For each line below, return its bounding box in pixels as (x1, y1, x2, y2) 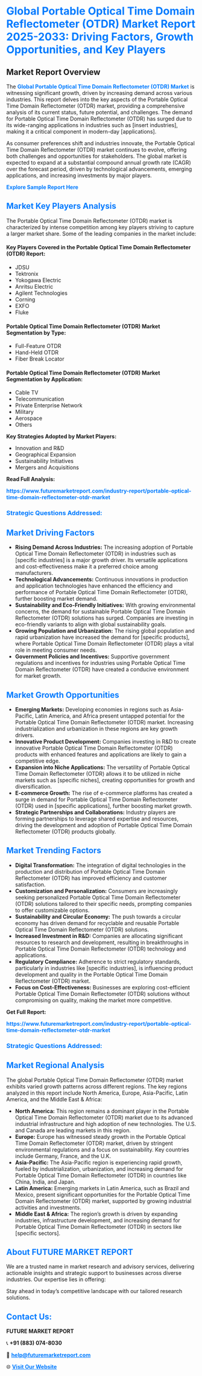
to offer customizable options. (14, 906, 90, 914)
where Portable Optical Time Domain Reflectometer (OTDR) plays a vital (14, 640, 194, 647)
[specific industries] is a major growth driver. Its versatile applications (14, 557, 188, 564)
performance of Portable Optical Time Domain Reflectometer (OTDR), (14, 589, 188, 596)
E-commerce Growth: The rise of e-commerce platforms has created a (14, 789, 193, 796)
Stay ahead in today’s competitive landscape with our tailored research (6, 1288, 183, 1295)
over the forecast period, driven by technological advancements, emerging (6, 165, 192, 172)
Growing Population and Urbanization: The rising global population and (14, 627, 195, 635)
